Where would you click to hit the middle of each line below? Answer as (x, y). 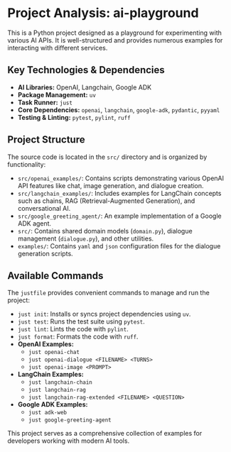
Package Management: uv (57, 94)
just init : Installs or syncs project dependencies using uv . (104, 314)
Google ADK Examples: (53, 404)
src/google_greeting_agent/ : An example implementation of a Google (119, 216)
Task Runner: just (45, 102)
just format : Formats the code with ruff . (78, 337)
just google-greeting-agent (70, 420)
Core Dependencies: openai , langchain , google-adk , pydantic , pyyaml (119, 110)
